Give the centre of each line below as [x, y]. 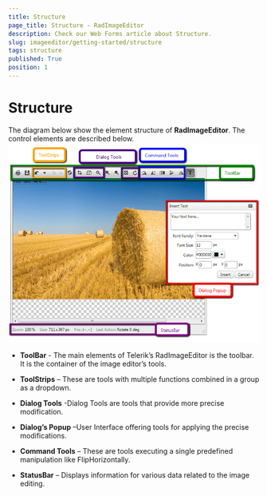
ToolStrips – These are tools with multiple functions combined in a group [139, 379]
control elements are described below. [71, 138]
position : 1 [28, 68]
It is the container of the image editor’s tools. [93, 364]
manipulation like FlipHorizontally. [75, 460]
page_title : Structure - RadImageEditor [77, 25]
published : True [35, 59]
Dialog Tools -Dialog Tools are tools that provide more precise [122, 403]
